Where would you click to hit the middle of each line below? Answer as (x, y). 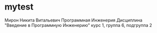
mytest (19, 7)
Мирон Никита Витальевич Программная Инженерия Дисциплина (73, 20)
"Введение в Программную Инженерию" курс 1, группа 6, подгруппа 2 (78, 25)
